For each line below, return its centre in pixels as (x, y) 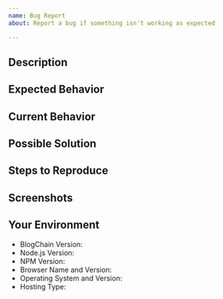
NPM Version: (42, 261)
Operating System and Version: (71, 278)
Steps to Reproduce (59, 171)
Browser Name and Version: (66, 269)
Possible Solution (53, 144)
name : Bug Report (37, 16)
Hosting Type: (43, 286)
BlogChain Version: (51, 244)
